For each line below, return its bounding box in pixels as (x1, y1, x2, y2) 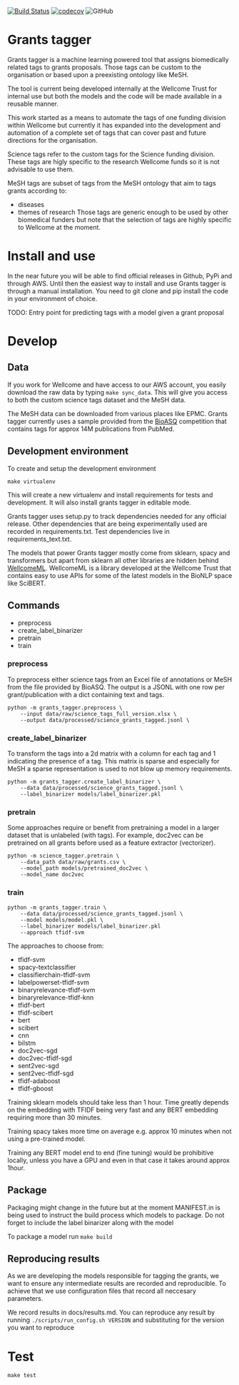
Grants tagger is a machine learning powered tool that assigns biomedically (7, 55, 230, 64)
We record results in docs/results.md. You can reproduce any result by (7, 1308, 215, 1316)
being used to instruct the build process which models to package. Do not (7, 1210, 225, 1219)
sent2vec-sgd (17, 1061, 59, 1070)
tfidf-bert (17, 1000, 45, 1009)
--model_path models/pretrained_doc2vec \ (20, 865, 148, 872)
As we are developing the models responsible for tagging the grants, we (7, 1272, 220, 1280)
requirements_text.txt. (7, 534, 72, 543)
